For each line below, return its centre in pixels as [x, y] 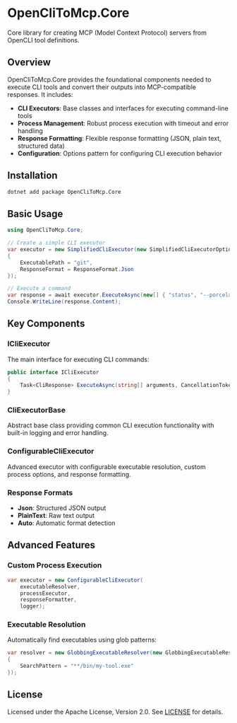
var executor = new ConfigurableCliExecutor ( [75, 580]
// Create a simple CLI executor [56, 243]
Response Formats [40, 492]
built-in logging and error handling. [58, 433]
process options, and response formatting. [69, 474]
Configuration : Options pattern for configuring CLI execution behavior [120, 153]
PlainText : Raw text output [56, 516]
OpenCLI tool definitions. [43, 40]
